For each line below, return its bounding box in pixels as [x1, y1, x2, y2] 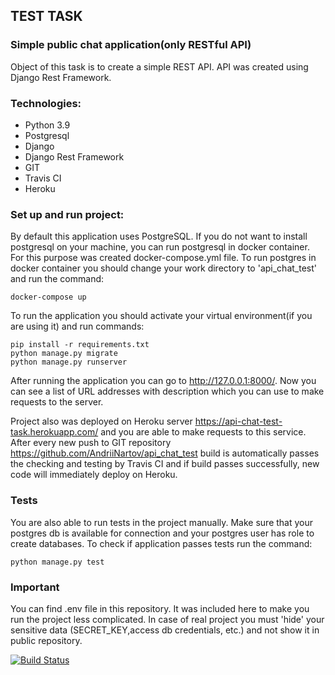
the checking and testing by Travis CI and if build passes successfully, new [10, 458, 320, 470]
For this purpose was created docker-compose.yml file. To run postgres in [10, 252, 317, 264]
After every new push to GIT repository [10, 437, 172, 449]
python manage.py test [10, 557, 105, 567]
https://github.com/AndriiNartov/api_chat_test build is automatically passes [10, 447, 320, 459]
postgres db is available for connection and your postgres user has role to [10, 527, 315, 539]
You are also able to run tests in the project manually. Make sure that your [10, 516, 314, 528]
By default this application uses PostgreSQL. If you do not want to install [10, 230, 308, 243]
